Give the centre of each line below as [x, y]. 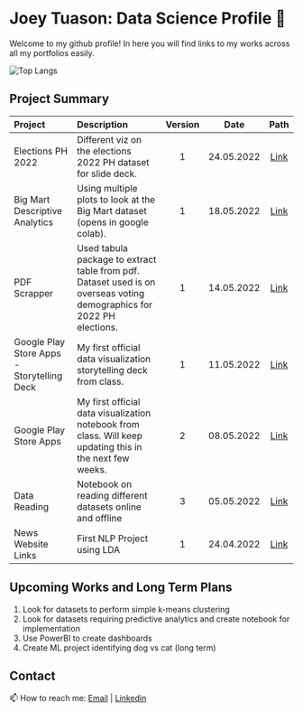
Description [102, 124]
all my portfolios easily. [52, 52]
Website [31, 544]
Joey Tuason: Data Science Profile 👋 [148, 19]
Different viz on [109, 139]
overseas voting [110, 293]
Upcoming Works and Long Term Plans [121, 588]
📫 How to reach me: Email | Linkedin [78, 698]
